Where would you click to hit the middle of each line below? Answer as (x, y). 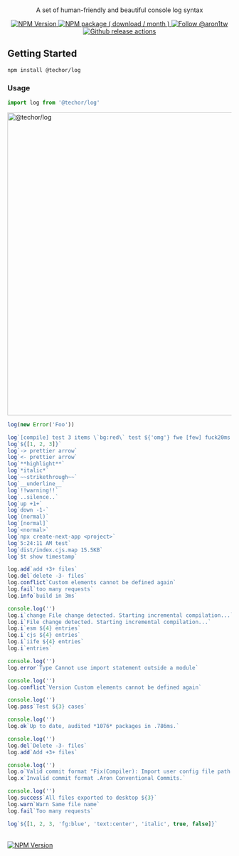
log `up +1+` (25, 504)
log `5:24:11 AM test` (39, 543)
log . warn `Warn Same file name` (54, 804)
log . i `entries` (30, 649)
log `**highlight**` (36, 464)
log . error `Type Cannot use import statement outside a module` (103, 667)
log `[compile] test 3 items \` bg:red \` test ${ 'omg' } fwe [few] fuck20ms (119, 437)
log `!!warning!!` (33, 490)
